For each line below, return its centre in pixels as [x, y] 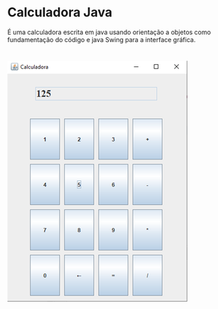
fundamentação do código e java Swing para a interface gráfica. [102, 39]
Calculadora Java [60, 12]
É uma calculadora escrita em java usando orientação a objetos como [109, 32]
